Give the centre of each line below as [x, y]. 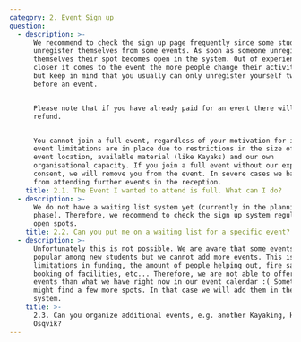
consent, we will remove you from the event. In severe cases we [157, 174]
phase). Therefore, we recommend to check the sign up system [151, 216]
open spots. [55, 224]
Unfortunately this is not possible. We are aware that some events [163, 248]
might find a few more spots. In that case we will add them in [155, 291]
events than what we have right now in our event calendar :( [151, 282]
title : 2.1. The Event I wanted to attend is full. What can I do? [154, 190]
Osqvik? [47, 323]
